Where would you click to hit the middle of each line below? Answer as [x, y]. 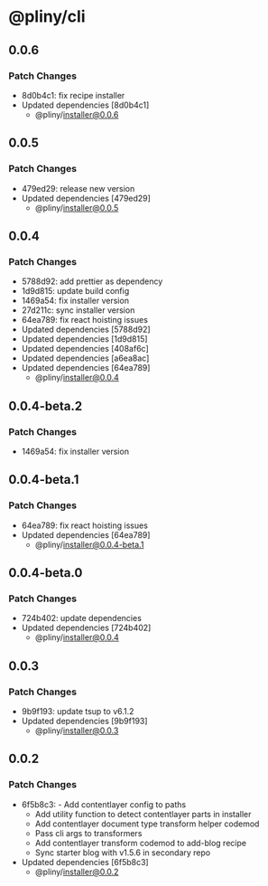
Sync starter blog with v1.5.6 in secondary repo [123, 853]
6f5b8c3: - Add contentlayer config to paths [104, 804]
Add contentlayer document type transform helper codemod [147, 824]
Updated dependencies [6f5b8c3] [85, 862]
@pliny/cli [47, 17]
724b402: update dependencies [81, 618]
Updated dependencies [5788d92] [86, 330]
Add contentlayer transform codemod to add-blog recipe [141, 843]
